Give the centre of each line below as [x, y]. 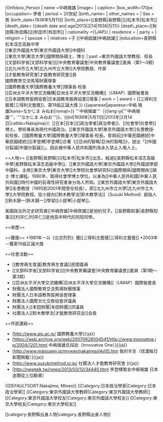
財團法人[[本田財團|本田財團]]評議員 [48, 307]
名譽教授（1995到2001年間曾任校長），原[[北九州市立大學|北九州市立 [81, 188]
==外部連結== [19, 323]
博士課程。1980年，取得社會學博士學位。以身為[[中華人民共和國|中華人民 [84, 176]
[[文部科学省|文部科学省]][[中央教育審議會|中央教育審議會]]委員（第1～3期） [81, 62]
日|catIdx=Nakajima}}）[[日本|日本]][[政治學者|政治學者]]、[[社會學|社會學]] [81, 123]
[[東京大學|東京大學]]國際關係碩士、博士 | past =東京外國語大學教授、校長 [79, 56]
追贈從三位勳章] [28, 375]
